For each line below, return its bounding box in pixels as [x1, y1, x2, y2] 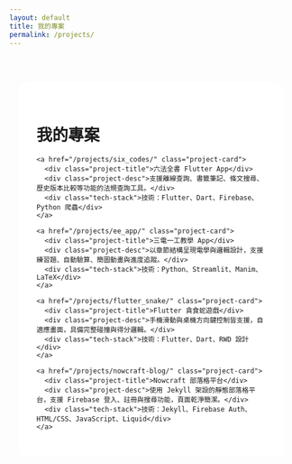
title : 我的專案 [9, 22, 65, 31]
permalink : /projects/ [9, 30, 95, 39]
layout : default [9, 13, 70, 23]
